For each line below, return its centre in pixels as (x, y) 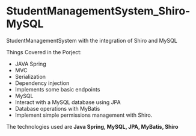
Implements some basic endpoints (57, 89)
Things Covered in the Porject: (44, 52)
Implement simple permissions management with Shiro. (84, 115)
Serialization (30, 76)
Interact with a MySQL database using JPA (68, 102)
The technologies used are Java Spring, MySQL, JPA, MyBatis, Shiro (92, 126)
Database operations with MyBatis (57, 108)
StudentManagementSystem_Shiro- (98, 11)
